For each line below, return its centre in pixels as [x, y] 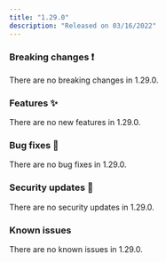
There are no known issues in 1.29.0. [76, 249]
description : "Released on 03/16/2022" [83, 26]
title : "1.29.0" [39, 17]
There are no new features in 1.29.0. [75, 123]
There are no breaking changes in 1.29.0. [84, 80]
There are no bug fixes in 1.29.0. [68, 164]
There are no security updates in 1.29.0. [82, 207]
